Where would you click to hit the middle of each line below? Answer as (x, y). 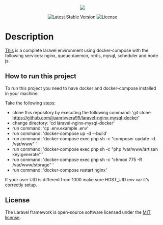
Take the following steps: (30, 103)
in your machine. (22, 93)
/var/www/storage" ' (33, 164)
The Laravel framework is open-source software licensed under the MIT (78, 212)
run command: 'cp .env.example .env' (50, 128)
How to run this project (41, 76)
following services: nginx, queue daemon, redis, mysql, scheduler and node (81, 55)
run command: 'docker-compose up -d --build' (60, 133)
